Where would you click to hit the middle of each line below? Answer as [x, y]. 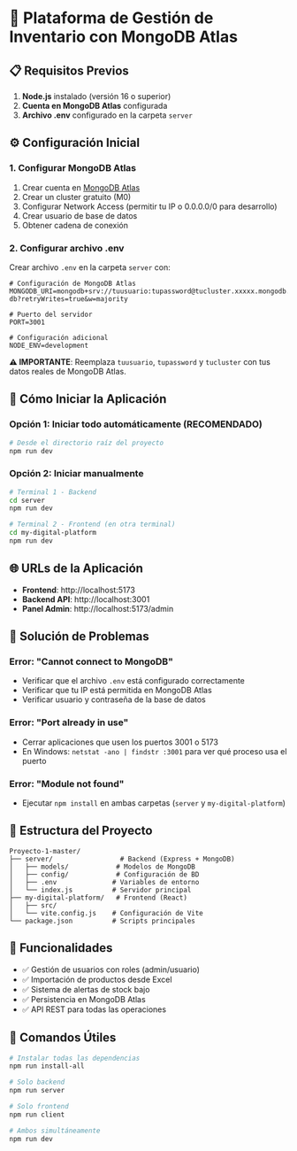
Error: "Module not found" [67, 784]
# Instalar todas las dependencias [75, 1058]
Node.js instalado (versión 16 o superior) [96, 96]
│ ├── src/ [33, 905]
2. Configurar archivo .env [67, 248]
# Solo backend [37, 1082]
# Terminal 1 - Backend [53, 492]
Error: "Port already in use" [69, 722]
